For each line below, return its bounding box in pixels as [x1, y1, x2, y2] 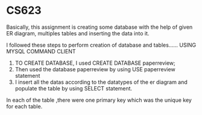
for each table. [6, 102, 43, 110]
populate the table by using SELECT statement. [14, 84, 133, 92]
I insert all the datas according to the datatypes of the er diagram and [14, 78, 188, 86]
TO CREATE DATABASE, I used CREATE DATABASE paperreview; [14, 59, 176, 66]
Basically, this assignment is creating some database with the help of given [6, 23, 193, 31]
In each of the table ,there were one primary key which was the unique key [6, 96, 192, 104]
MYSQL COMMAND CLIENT [6, 47, 77, 55]
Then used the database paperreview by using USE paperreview [14, 65, 176, 72]
